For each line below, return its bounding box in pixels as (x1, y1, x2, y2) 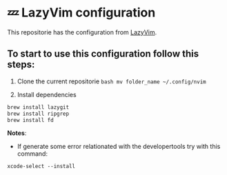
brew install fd (7, 116, 54, 123)
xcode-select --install (7, 163, 76, 170)
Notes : (7, 129, 27, 137)
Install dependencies (17, 90, 77, 99)
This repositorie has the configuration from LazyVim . (7, 28, 157, 36)
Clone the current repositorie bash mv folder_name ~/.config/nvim (17, 77, 206, 85)
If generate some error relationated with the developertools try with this (17, 143, 221, 151)
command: (17, 150, 48, 158)
